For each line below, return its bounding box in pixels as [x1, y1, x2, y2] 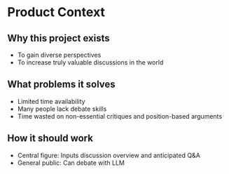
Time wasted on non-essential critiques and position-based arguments [17, 112, 223, 120]
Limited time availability [17, 97, 85, 105]
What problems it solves [7, 79, 116, 91]
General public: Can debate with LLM [17, 159, 125, 167]
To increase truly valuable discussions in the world [17, 58, 164, 67]
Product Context [7, 4, 105, 20]
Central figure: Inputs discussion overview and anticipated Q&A [17, 151, 201, 159]
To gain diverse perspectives [17, 51, 102, 59]
